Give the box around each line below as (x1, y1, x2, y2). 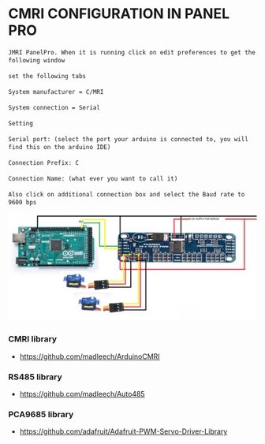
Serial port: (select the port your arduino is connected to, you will (8, 135, 248, 143)
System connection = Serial (8, 103, 101, 111)
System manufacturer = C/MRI (8, 88, 104, 95)
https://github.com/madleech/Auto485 (19, 390, 145, 399)
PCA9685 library (8, 409, 74, 420)
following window (8, 56, 65, 64)
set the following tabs (8, 72, 87, 80)
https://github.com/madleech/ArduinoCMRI (19, 352, 160, 361)
